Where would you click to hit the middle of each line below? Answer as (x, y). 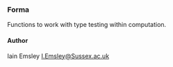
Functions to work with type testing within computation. (87, 25)
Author (18, 40)
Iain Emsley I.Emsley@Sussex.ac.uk (58, 56)
